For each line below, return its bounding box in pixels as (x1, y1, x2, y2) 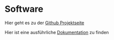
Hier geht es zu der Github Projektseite (4, 20, 85, 26)
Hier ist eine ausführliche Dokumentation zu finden (4, 29, 109, 35)
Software (4, 3, 43, 15)
